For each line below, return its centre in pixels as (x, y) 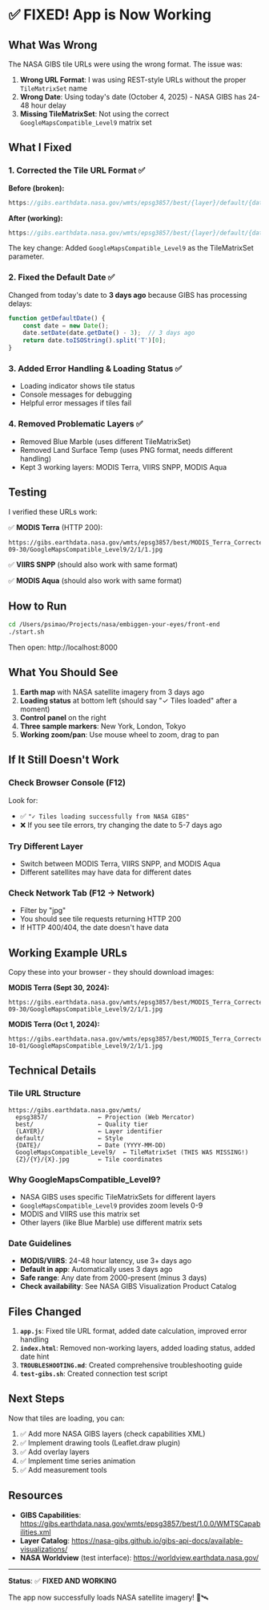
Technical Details (52, 1071)
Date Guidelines (40, 1243)
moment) (35, 709)
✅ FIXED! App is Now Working (110, 15)
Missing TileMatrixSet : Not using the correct (94, 114)
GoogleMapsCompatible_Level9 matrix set (86, 122)
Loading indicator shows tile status (77, 386)
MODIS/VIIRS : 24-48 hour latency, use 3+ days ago (106, 1261)
